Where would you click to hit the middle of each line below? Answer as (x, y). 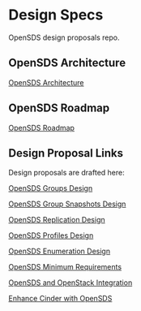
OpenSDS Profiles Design (51, 235)
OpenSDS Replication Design (57, 220)
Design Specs (56, 15)
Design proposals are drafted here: (66, 173)
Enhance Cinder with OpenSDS (60, 299)
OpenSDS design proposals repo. (64, 37)
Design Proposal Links (66, 153)
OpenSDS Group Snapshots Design (67, 204)
